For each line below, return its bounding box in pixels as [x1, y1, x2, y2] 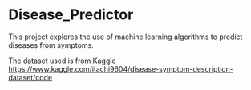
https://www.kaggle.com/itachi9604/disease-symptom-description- [8, 64, 234, 73]
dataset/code [8, 72, 53, 82]
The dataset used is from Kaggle [8, 56, 116, 65]
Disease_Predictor [8, 6, 134, 24]
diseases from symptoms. [8, 40, 94, 49]
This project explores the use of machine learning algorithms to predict [8, 32, 243, 41]
